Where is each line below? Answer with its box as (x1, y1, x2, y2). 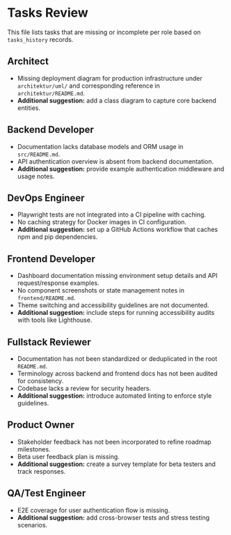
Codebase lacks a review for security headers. (17, 385, 152, 392)
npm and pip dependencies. (17, 233, 98, 241)
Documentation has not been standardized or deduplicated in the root (17, 355, 218, 363)
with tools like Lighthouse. (17, 316, 93, 325)
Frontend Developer (7, 253, 96, 265)
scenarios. (17, 520, 48, 529)
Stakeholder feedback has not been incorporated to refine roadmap (17, 437, 212, 446)
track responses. (17, 467, 66, 475)
